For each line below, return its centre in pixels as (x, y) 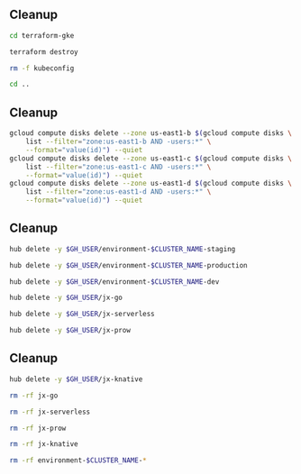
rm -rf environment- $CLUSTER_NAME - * (78, 460)
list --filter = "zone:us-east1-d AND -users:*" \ (119, 192)
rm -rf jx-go (34, 396)
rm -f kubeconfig (42, 68)
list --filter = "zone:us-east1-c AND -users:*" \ (119, 167)
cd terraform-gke (42, 35)
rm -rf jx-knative (44, 444)
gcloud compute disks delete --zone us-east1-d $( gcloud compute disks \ (151, 184)
